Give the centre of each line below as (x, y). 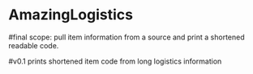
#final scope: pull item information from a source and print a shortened (126, 37)
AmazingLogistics (71, 15)
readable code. (34, 45)
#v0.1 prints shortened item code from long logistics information (115, 61)
